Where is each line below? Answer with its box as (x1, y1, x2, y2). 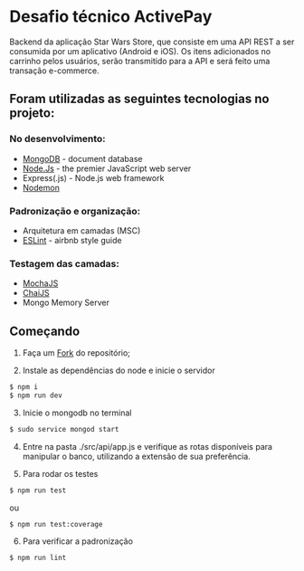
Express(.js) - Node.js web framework (22, 172, 165, 183)
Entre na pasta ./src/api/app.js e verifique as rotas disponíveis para (22, 441, 273, 452)
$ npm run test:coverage (9, 519, 103, 528)
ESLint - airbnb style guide (22, 234, 122, 245)
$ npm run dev (9, 391, 63, 400)
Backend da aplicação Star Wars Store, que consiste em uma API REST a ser (9, 36, 295, 47)
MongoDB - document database (22, 153, 143, 164)
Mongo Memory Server (22, 297, 110, 309)
